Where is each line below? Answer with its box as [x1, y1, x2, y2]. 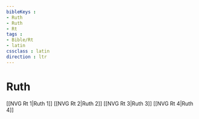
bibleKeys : [6, 8, 36, 15]
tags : [6, 31, 23, 37]
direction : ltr [6, 54, 47, 60]
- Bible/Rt [6, 37, 34, 43]
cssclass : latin [6, 48, 50, 54]
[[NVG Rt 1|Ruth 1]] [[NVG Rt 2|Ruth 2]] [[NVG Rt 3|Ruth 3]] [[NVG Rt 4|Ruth [6, 100, 194, 107]
